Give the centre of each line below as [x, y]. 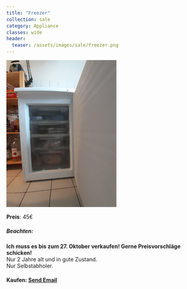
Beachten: [20, 231]
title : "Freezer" [28, 13]
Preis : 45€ [20, 217]
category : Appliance [33, 26]
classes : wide [24, 32]
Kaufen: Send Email [32, 280]
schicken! [19, 253]
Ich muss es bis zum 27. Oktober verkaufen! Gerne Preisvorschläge [94, 246]
